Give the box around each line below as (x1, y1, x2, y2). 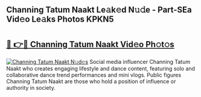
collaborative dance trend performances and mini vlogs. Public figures (6, 72, 182, 78)
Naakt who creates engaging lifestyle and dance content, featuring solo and (6, 65, 195, 72)
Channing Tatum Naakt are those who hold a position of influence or (6, 78, 176, 85)
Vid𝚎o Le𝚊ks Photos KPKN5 (6, 14, 114, 25)
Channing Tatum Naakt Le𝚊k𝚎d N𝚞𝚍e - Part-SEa (6, 5, 192, 15)
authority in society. (6, 84, 56, 91)
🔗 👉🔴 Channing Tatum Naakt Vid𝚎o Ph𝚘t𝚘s (6, 39, 174, 49)
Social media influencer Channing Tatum (89, 58, 191, 65)
